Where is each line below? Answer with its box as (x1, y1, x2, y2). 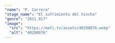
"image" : (5, 21, 23, 26)
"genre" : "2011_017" (5, 16, 48, 21)
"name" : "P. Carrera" (5, 7, 50, 12)
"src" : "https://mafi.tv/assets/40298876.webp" (9, 26, 111, 31)
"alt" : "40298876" (9, 30, 48, 35)
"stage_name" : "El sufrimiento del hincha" (5, 12, 97, 17)
